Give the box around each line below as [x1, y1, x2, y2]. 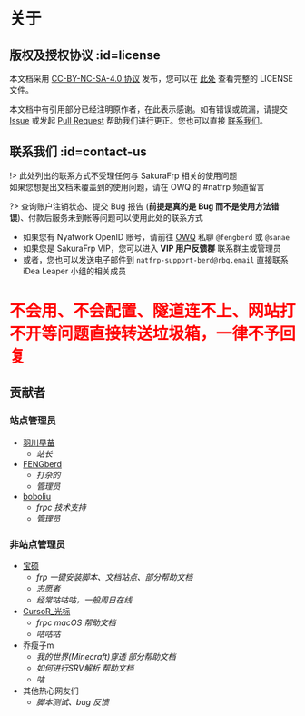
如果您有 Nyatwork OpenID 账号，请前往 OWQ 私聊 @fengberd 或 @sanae [22, 231, 290, 242]
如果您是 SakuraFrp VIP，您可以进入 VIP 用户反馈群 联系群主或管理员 [22, 243, 281, 254]
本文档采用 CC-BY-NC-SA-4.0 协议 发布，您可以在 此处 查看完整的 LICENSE [9, 74, 293, 84]
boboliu [22, 491, 52, 502]
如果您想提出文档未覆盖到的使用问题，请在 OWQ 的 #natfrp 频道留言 [9, 181, 265, 192]
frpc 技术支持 [35, 502, 86, 512]
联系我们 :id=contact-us [9, 144, 147, 160]
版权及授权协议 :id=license [9, 47, 161, 63]
